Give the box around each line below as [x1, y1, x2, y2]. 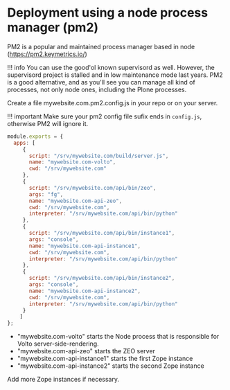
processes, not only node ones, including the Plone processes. [7, 85, 187, 94]
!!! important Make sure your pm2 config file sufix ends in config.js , [7, 112, 202, 121]
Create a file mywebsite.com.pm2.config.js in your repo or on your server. [7, 98, 218, 107]
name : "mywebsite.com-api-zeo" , [28, 197, 123, 204]
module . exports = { [7, 133, 64, 140]
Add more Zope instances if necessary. [7, 375, 120, 384]
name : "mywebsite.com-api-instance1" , [28, 242, 141, 249]
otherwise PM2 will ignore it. [7, 119, 89, 127]
